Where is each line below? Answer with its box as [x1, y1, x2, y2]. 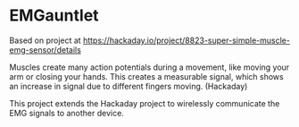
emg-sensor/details [9, 44, 82, 55]
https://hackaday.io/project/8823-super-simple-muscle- [83, 35, 290, 46]
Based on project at [9, 35, 82, 46]
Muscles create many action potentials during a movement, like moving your [9, 62, 290, 72]
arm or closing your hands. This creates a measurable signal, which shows [9, 71, 284, 81]
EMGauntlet [9, 5, 100, 26]
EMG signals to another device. [9, 107, 125, 118]
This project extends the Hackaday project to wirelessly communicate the [9, 97, 280, 108]
